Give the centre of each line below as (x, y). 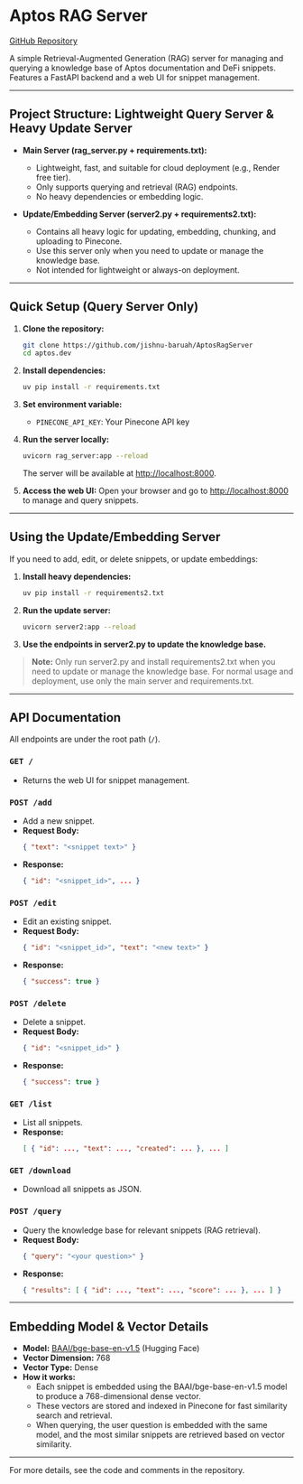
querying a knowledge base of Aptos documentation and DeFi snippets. (143, 68)
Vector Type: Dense (60, 1367)
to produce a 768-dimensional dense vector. (118, 1396)
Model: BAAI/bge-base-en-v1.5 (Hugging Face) (111, 1349)
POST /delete (38, 1003)
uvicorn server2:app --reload (79, 627)
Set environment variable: (72, 405)
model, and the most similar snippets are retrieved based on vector (161, 1435)
